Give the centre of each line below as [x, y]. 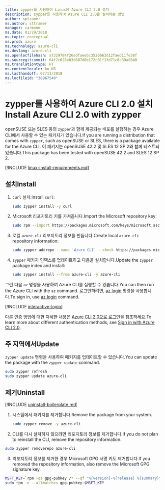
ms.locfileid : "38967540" [31, 78]
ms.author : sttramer [26, 23]
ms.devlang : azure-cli [28, 51]
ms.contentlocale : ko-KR [30, 69]
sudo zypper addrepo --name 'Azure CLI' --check [63, 250]
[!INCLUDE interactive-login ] [34, 307]
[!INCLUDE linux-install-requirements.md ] [47, 167]
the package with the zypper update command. [53, 362]
